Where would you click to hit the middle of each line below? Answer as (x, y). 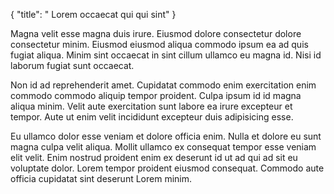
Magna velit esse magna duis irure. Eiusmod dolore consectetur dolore (156, 33)
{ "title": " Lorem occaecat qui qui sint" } (93, 14)
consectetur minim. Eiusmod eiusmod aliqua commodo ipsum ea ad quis (159, 44)
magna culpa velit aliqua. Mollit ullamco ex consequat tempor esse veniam (163, 147)
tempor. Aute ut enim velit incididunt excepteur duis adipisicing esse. (152, 117)
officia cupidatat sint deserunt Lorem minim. (101, 178)
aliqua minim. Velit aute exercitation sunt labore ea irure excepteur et (151, 106)
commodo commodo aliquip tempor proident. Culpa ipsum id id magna (156, 95)
